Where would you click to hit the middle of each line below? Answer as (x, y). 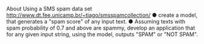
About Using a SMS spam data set (49, 9)
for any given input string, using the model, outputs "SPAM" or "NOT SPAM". (102, 34)
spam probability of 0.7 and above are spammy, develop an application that (101, 28)
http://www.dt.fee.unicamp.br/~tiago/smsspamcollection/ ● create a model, (102, 15)
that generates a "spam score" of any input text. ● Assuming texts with (96, 21)
